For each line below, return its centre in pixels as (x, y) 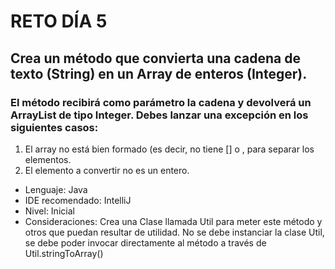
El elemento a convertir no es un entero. (107, 170)
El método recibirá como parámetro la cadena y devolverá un (161, 102)
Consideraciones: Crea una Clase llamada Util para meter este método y (173, 221)
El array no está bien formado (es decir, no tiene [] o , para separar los (169, 149)
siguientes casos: (54, 127)
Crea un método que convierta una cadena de (155, 58)
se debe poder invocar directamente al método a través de (145, 242)
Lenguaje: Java (56, 189)
